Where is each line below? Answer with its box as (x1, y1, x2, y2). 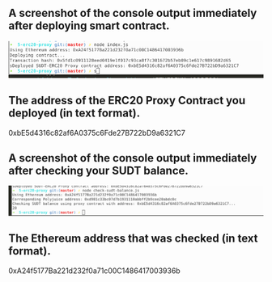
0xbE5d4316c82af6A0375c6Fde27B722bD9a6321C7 (8, 128, 186, 137)
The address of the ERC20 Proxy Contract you (8, 94, 246, 107)
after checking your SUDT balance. (8, 163, 189, 177)
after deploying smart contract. (8, 19, 170, 33)
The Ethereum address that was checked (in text (8, 232, 258, 246)
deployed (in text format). (8, 107, 140, 120)
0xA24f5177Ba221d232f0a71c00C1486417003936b (8, 266, 181, 276)
